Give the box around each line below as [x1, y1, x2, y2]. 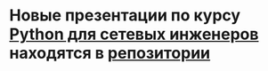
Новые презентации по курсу [9, 5, 241, 26]
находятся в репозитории [9, 43, 211, 63]
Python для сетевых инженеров [9, 24, 259, 44]
